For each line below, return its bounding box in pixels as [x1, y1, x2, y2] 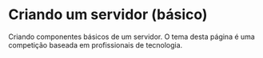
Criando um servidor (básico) [8, 6, 208, 24]
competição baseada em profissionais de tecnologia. [8, 40, 183, 49]
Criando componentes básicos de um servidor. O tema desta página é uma [8, 32, 256, 41]
